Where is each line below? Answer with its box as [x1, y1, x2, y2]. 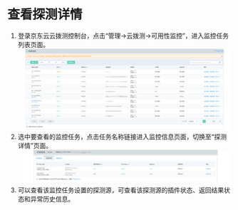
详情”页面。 [17, 142, 52, 150]
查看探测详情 [7, 6, 83, 23]
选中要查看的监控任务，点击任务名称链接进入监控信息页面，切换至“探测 [17, 132, 227, 141]
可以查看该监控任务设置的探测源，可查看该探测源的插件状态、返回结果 [17, 186, 224, 194]
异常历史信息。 [30, 194, 75, 203]
